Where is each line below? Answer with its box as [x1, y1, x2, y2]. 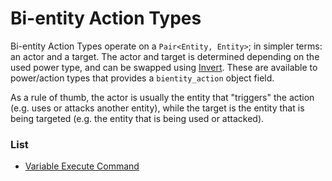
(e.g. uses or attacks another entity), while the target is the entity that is [10, 102, 305, 114]
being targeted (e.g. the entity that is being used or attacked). [10, 112, 265, 124]
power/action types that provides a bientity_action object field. [10, 72, 275, 84]
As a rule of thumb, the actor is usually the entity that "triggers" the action [10, 91, 315, 103]
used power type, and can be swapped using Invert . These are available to [10, 61, 318, 73]
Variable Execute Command [24, 160, 140, 172]
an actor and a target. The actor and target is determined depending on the [10, 50, 320, 62]
